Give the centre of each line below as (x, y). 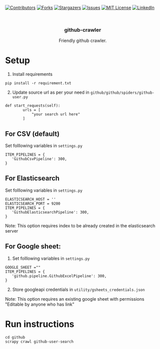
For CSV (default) (32, 134)
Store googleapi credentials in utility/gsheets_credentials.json (79, 289)
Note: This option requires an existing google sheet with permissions (75, 299)
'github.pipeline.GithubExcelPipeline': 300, (59, 276)
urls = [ (32, 110)
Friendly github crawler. (83, 41)
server (12, 231)
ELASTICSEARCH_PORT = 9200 (33, 204)
